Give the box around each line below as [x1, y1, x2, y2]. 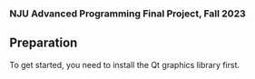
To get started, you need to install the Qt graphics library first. [9, 59, 240, 70]
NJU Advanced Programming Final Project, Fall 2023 [9, 7, 247, 20]
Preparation [9, 35, 78, 51]
